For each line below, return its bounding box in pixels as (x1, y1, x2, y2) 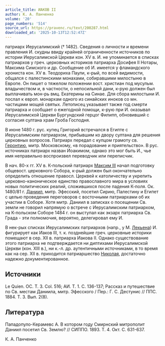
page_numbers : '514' (5, 21, 48, 26)
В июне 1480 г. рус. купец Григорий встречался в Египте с (5, 127, 128, 132)
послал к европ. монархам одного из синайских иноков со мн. (5, 96, 138, 102)
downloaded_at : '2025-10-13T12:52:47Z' (5, 30, 87, 35)
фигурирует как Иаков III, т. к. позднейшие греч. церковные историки (5, 230, 152, 235)
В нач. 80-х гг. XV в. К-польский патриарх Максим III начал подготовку (5, 162, 155, 168)
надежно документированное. (5, 256, 70, 262)
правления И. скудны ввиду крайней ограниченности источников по (5, 49, 150, 55)
